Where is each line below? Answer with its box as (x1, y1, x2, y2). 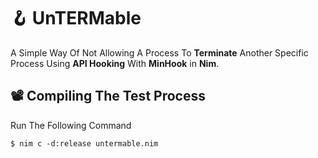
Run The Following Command (10, 119, 132, 131)
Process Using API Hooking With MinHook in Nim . (10, 57, 220, 69)
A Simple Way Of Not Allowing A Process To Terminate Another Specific (10, 46, 309, 59)
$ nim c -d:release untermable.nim (10, 138, 159, 149)
